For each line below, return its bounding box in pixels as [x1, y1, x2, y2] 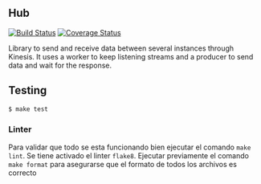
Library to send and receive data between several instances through [8, 43, 234, 53]
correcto [8, 168, 37, 178]
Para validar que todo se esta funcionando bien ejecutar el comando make [8, 142, 251, 152]
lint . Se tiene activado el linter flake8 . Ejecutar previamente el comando [8, 150, 249, 160]
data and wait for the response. [8, 60, 112, 70]
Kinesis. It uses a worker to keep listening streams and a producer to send [8, 51, 254, 61]
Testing [8, 84, 47, 97]
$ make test [8, 104, 48, 113]
